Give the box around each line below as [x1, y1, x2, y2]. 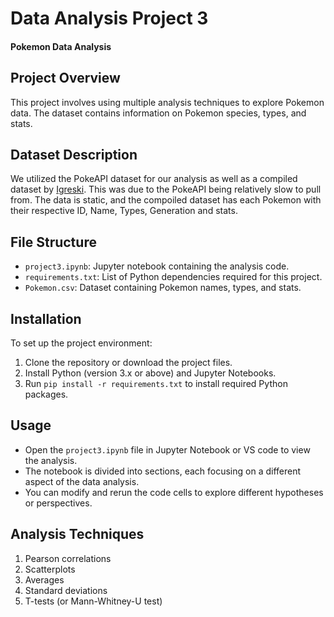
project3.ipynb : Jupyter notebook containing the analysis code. [24, 260, 290, 272]
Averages [24, 573, 65, 586]
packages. [24, 388, 69, 401]
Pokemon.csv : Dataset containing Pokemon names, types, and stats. [24, 282, 302, 294]
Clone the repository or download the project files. [24, 357, 233, 369]
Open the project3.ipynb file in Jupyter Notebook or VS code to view [24, 443, 311, 456]
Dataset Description [10, 146, 138, 163]
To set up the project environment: [10, 337, 153, 349]
